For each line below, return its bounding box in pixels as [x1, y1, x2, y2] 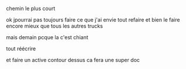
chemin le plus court [6, 5, 56, 12]
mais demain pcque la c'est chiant [6, 34, 89, 40]
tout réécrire [6, 45, 36, 52]
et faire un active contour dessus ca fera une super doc [6, 57, 140, 63]
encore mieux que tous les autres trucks [6, 23, 104, 29]
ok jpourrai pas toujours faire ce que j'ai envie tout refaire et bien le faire [6, 16, 180, 23]
